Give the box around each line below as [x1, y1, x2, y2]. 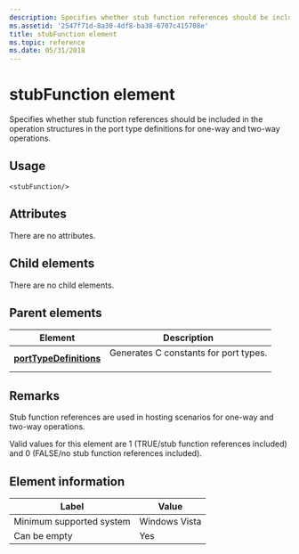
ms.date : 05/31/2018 [9, 46, 86, 55]
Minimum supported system [13, 515, 131, 527]
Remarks [9, 388, 61, 403]
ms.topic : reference [9, 37, 86, 47]
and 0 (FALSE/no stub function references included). [9, 448, 203, 459]
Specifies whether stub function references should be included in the [9, 114, 263, 125]
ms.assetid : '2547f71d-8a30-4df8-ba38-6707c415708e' [9, 21, 209, 30]
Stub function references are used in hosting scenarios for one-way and [9, 411, 274, 423]
